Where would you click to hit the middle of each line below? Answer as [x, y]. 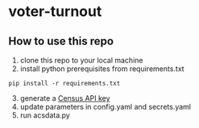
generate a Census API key [65, 98]
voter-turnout [55, 12]
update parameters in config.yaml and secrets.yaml [106, 107]
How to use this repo [61, 41]
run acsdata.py [45, 115]
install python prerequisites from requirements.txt [102, 69]
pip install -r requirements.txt [64, 83]
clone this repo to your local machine [81, 60]
